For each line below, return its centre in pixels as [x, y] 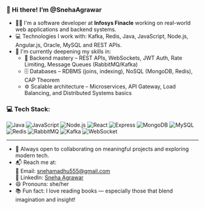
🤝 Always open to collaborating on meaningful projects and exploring [102, 149]
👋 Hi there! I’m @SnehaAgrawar [54, 10]
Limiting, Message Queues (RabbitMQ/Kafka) [81, 65]
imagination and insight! [45, 199]
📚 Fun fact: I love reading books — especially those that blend [94, 191]
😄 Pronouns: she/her [42, 184]
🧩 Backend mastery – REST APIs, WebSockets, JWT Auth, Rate [103, 58]
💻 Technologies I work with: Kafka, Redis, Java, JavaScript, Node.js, [102, 37]
